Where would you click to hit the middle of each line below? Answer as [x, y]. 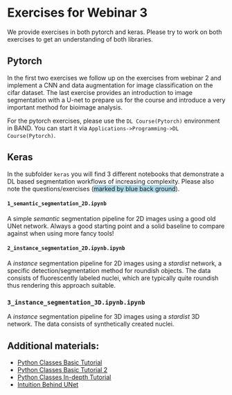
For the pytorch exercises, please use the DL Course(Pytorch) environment [114, 121]
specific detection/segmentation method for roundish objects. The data [109, 270]
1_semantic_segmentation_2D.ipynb [57, 204]
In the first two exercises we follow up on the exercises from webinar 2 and [114, 78]
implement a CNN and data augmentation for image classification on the [110, 85]
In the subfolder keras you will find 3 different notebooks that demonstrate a [116, 174]
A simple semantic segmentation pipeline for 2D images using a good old [111, 218]
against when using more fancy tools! [61, 233]
